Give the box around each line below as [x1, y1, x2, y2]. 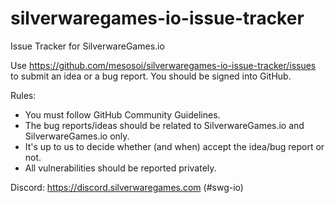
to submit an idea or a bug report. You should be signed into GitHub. [10, 70, 292, 82]
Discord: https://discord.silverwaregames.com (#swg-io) [10, 181, 244, 193]
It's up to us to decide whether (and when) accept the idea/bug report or [24, 140, 325, 152]
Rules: [10, 89, 37, 101]
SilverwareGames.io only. [24, 130, 130, 142]
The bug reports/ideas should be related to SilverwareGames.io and [24, 119, 305, 131]
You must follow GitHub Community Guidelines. [24, 108, 221, 121]
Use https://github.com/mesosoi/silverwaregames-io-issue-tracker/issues [10, 59, 317, 71]
